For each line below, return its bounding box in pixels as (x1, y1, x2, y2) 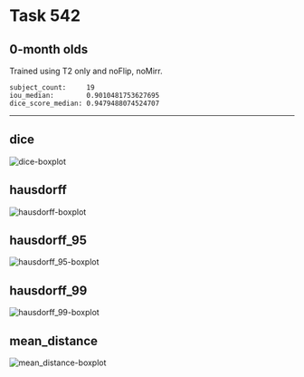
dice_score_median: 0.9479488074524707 (9, 99, 160, 108)
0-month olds (9, 42, 89, 57)
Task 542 (9, 5, 81, 26)
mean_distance (9, 333, 98, 349)
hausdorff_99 (9, 283, 88, 298)
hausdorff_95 (9, 233, 88, 248)
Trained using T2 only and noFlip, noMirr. (9, 65, 163, 76)
